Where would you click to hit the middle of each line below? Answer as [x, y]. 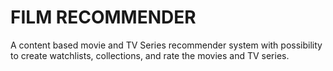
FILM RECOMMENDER [103, 17]
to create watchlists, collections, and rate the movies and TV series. [150, 55]
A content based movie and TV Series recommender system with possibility [166, 45]
